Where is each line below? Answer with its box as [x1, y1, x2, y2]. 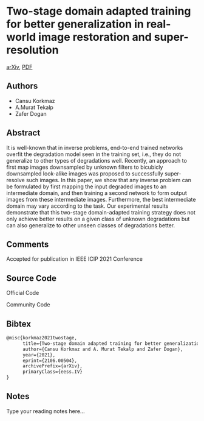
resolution [6, 43, 59, 57]
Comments [6, 239, 49, 249]
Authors [6, 81, 38, 91]
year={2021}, [22, 352, 56, 358]
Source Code [6, 273, 56, 283]
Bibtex [6, 319, 32, 329]
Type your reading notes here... [6, 407, 85, 415]
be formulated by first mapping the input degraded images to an [6, 183, 167, 190]
